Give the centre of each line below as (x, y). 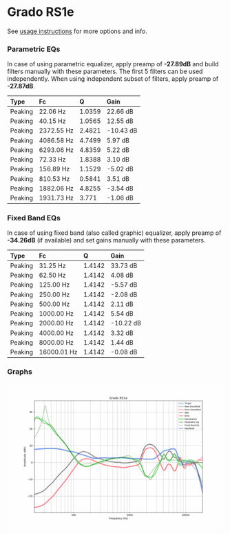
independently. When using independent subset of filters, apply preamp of (113, 79)
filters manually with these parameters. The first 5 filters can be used (105, 71)
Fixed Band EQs (34, 218)
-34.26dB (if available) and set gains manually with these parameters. (106, 240)
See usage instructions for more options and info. (77, 31)
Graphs (20, 372)
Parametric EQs (34, 49)
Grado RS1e (41, 12)
